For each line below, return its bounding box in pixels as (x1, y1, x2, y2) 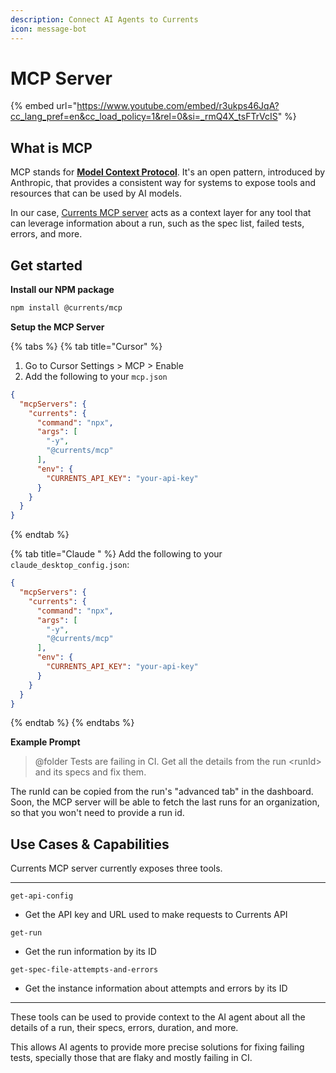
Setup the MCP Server (10, 321, 105, 333)
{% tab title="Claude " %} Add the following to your (10, 548, 223, 560)
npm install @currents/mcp (10, 303, 123, 313)
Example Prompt (10, 736, 81, 748)
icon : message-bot (10, 24, 87, 34)
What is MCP (10, 139, 93, 156)
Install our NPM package (10, 284, 115, 296)
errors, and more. (10, 228, 83, 240)
